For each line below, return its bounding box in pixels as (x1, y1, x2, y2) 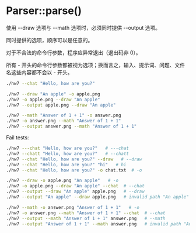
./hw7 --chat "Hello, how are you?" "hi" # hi (6, 162, 127, 167)
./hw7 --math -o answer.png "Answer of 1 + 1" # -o (6, 204, 140, 210)
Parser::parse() (6, 4, 82, 18)
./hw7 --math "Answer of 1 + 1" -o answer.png (6, 112, 121, 118)
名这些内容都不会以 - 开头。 (6, 68, 73, 76)
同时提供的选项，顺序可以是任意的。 (6, 36, 93, 43)
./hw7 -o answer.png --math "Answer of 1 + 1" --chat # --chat (6, 210, 166, 216)
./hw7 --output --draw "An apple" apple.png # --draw (6, 189, 145, 194)
